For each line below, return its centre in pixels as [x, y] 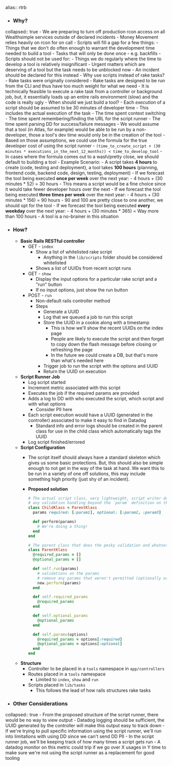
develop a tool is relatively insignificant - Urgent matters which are [75, 64]
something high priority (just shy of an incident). [79, 479]
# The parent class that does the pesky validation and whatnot [98, 545]
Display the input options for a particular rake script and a [96, 279]
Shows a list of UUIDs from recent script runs [83, 268]
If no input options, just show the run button [82, 290]
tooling [13, 758]
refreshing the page [72, 349]
